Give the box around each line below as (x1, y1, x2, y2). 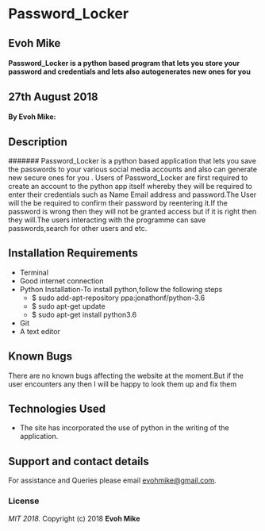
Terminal (19, 267, 49, 277)
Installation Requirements (8, 247, 139, 260)
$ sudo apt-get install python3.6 (31, 310, 137, 319)
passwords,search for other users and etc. (8, 223, 148, 233)
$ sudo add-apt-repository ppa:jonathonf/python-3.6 (31, 293, 205, 302)
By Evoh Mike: (8, 112, 56, 121)
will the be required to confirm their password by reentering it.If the (8, 198, 229, 207)
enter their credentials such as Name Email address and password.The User (8, 190, 257, 199)
